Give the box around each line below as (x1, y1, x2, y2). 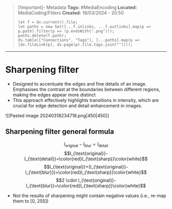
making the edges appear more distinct (12, 92, 96, 98)
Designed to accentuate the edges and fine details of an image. (12, 80, 147, 87)
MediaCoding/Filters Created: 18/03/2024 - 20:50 (17, 10, 124, 16)
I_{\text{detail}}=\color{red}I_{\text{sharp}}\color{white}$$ (24, 156, 148, 162)
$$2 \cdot (56, 177, 77, 183)
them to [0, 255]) (12, 198, 49, 204)
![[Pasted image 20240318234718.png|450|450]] (5, 112, 109, 118)
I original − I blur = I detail (63, 141, 109, 148)
